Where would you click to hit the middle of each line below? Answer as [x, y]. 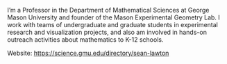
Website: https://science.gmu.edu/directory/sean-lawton [88, 53]
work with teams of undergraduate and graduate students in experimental [113, 25]
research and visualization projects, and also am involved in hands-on [107, 32]
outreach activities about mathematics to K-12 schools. [85, 40]
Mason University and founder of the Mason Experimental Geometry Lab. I [113, 17]
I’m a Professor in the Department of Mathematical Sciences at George [108, 10]
